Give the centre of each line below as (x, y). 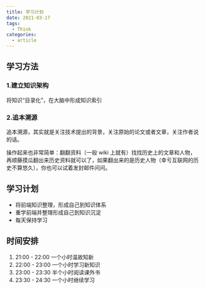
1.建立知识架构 (27, 86)
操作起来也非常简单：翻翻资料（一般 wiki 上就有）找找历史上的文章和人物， (101, 152)
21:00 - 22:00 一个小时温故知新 (54, 257)
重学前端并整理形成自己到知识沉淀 (58, 212)
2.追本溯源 (22, 117)
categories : (21, 35)
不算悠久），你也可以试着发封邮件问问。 (61, 167)
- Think (22, 29)
